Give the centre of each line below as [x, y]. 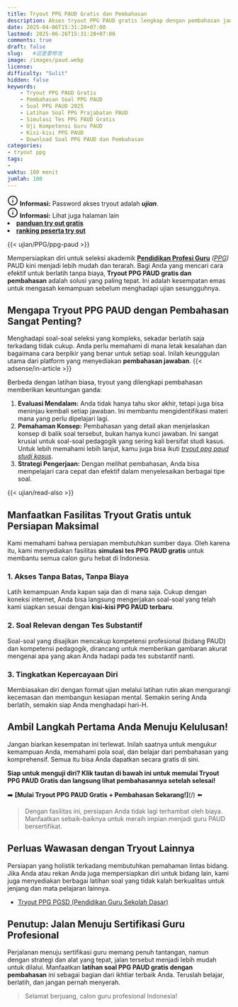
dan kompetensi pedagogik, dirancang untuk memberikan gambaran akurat [118, 648]
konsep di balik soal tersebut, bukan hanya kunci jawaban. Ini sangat [118, 434]
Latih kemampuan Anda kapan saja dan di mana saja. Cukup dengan [107, 592]
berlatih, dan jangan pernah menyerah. [64, 982]
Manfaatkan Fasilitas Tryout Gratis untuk [100, 515]
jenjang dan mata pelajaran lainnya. [59, 888]
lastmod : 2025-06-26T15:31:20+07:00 [61, 34]
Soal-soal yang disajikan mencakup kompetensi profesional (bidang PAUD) [117, 641]
